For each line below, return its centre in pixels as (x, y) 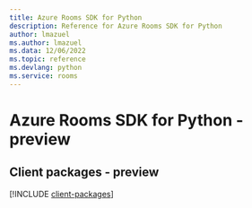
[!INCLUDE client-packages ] (61, 194)
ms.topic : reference (48, 59)
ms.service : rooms (43, 76)
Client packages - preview (84, 173)
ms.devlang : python (46, 68)
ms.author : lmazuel (46, 43)
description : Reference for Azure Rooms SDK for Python (116, 26)
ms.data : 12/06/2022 (48, 51)
